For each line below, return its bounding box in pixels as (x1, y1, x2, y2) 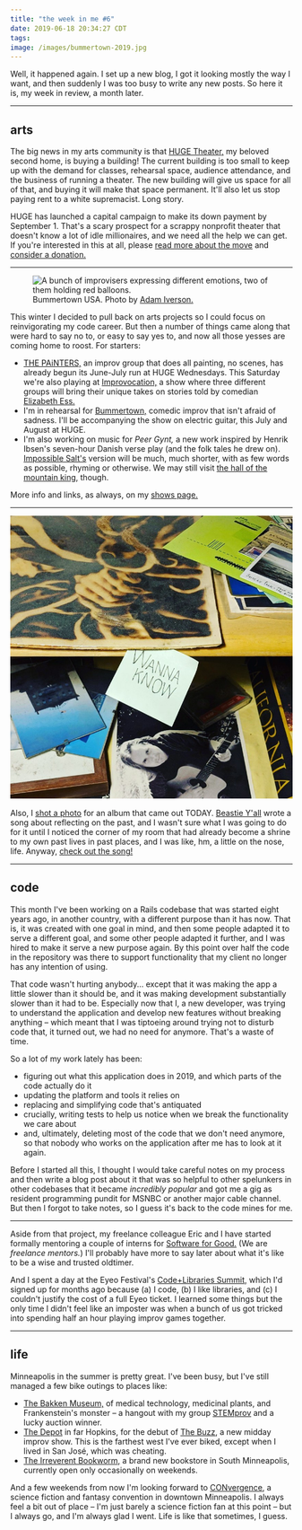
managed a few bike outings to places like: (10, 1380, 168, 1391)
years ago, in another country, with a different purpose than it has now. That (10, 913, 291, 924)
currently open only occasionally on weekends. (22, 1464, 198, 1475)
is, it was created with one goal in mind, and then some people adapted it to (10, 923, 290, 934)
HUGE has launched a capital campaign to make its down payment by (10, 211, 267, 222)
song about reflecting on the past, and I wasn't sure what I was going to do (10, 817, 288, 828)
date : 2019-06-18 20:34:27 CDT (10, 23, 127, 33)
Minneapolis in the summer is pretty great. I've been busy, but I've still (10, 1370, 270, 1382)
